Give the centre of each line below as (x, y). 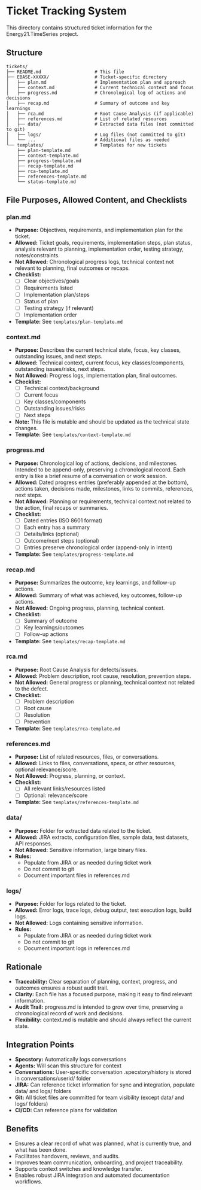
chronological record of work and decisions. (69, 1013)
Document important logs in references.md (77, 948)
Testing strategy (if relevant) (59, 308)
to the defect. (31, 689)
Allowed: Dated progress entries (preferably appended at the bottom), (102, 482)
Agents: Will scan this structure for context (68, 1066)
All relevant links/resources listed (65, 789)
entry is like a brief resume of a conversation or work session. (91, 476)
